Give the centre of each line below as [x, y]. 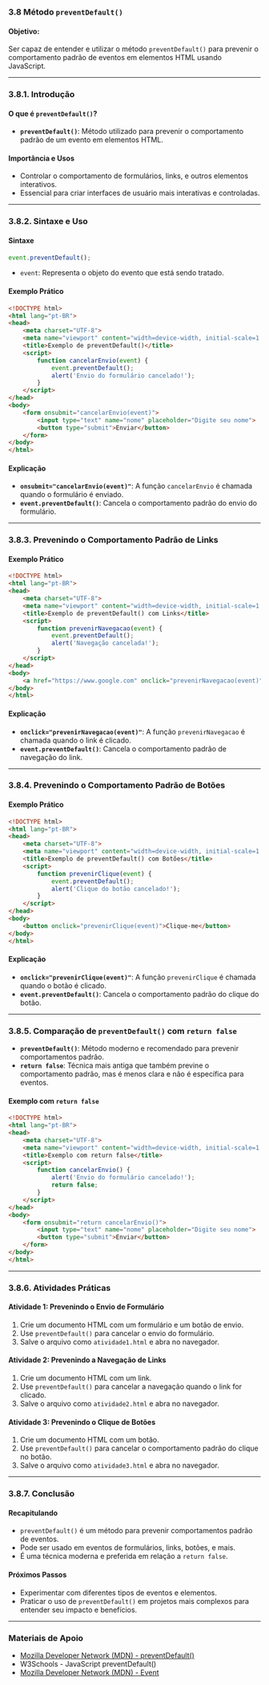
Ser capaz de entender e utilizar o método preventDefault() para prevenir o [133, 49]
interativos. [38, 185]
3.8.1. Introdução [42, 95]
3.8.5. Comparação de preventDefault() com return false [123, 1031]
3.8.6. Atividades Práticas [60, 1288]
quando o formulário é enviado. [72, 495]
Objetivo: [24, 31]
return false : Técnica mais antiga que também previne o [114, 1065]
